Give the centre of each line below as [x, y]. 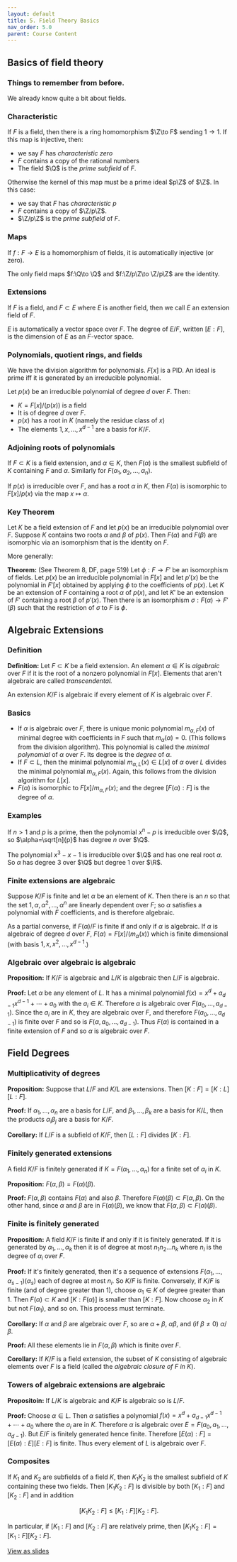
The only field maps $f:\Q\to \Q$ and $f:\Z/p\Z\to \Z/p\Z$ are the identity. [114, 273]
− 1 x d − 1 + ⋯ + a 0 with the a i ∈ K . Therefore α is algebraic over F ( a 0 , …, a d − [117, 1003]
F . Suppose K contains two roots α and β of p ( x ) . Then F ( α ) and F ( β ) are [112, 535]
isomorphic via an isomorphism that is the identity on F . [88, 542]
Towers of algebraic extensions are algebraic [86, 1385]
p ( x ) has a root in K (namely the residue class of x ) [91, 420]
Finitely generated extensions [60, 1153]
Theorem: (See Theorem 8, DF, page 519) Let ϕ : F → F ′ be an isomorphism [118, 570]
